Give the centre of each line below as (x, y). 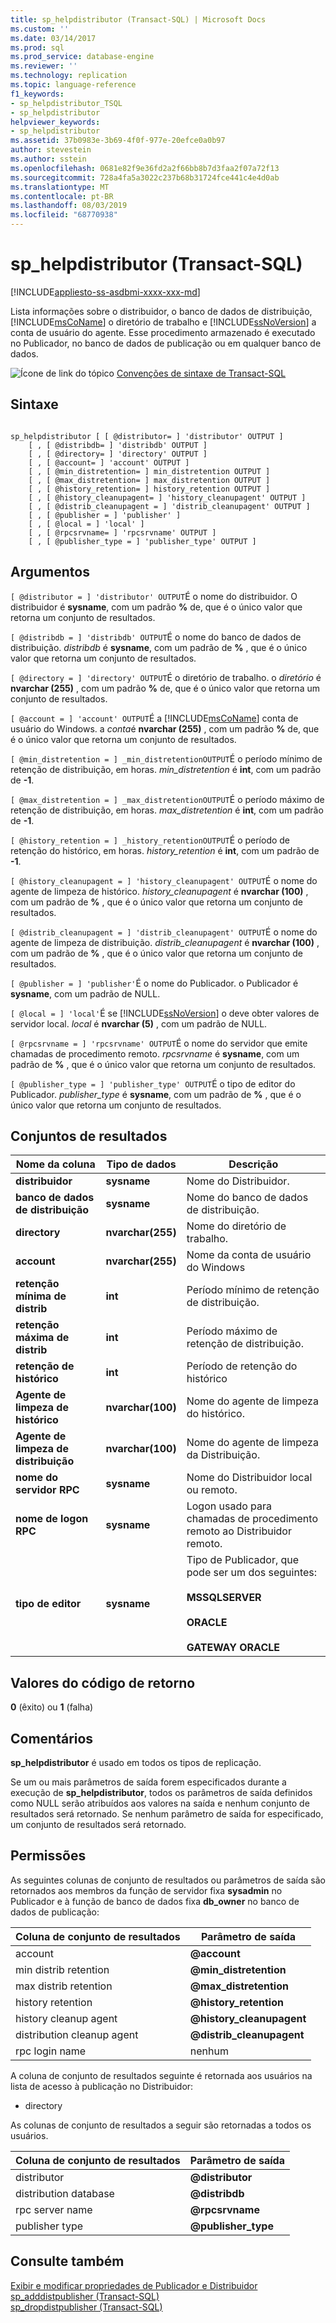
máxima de (42, 1338)
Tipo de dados (141, 1164)
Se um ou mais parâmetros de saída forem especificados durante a (148, 1782)
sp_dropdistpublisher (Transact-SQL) (86, 2307)
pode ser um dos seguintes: (252, 1573)
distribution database (65, 2193)
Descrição (253, 1164)
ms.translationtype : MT (60, 187)
